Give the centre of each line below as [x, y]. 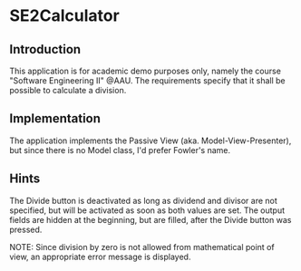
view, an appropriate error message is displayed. [100, 256]
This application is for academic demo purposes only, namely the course [145, 71]
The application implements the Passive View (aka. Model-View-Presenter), [150, 140]
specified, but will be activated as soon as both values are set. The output [147, 210]
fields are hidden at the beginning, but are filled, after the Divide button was [150, 219]
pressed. [26, 229]
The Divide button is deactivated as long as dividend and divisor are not [144, 200]
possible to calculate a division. [68, 90]
